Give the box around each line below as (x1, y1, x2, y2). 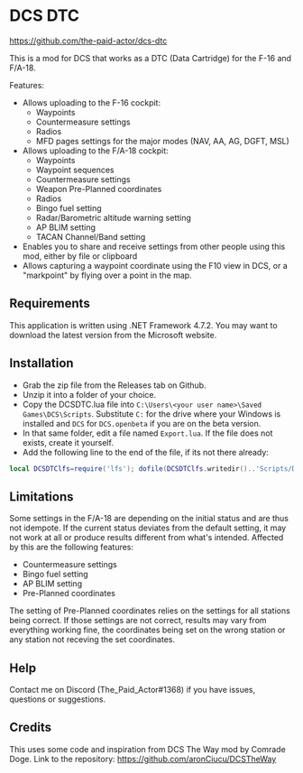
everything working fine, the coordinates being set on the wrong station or (9, 624, 286, 636)
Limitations (9, 489, 74, 504)
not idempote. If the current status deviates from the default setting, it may (9, 522, 287, 533)
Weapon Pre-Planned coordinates (35, 183, 162, 194)
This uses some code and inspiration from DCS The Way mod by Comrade (9, 743, 286, 754)
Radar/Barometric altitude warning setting (35, 212, 192, 223)
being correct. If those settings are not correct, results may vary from (9, 615, 268, 626)
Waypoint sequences (35, 164, 115, 175)
